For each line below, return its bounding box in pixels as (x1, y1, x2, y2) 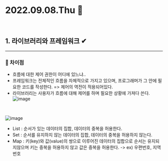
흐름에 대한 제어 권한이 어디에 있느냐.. (12, 71, 86, 77)
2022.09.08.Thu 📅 (5, 5, 83, 16)
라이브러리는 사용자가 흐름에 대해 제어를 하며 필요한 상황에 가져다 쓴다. (12, 90, 150, 96)
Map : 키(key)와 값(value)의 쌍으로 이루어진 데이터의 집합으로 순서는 (12, 138, 146, 144)
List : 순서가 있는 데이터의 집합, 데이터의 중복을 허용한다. (12, 125, 122, 132)
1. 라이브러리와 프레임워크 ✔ (5, 37, 87, 46)
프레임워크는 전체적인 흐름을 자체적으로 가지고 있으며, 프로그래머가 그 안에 (12, 78, 157, 84)
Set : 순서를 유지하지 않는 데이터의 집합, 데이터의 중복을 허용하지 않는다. (12, 132, 152, 138)
